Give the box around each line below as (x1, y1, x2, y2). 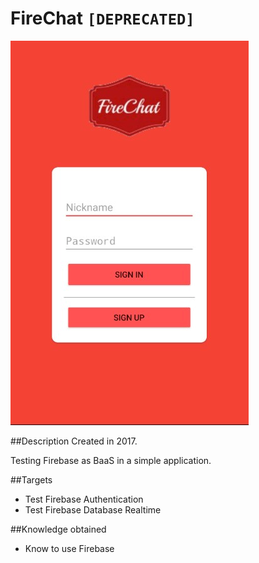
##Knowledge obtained (10, 523, 107, 535)
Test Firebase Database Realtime (24, 503, 162, 516)
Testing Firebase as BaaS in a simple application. (10, 454, 212, 466)
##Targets (10, 473, 53, 486)
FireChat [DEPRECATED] (10, 7, 195, 30)
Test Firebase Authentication (24, 493, 144, 505)
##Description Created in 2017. (10, 435, 138, 447)
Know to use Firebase (24, 542, 115, 554)
